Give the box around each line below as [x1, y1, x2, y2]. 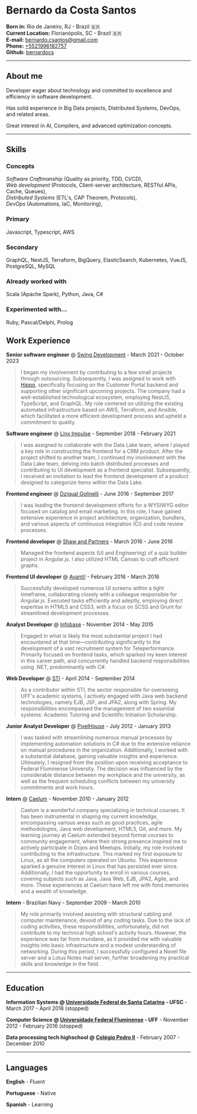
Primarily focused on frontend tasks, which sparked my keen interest [20, 651, 188, 658]
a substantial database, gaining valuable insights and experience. [20, 753, 179, 760]
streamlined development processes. [20, 610, 110, 617]
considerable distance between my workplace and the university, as [20, 772, 185, 779]
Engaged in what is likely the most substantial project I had [20, 632, 162, 640]
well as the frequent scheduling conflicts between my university [20, 778, 175, 785]
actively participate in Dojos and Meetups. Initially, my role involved [20, 844, 184, 852]
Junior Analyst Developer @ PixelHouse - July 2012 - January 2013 [6, 723, 171, 730]
